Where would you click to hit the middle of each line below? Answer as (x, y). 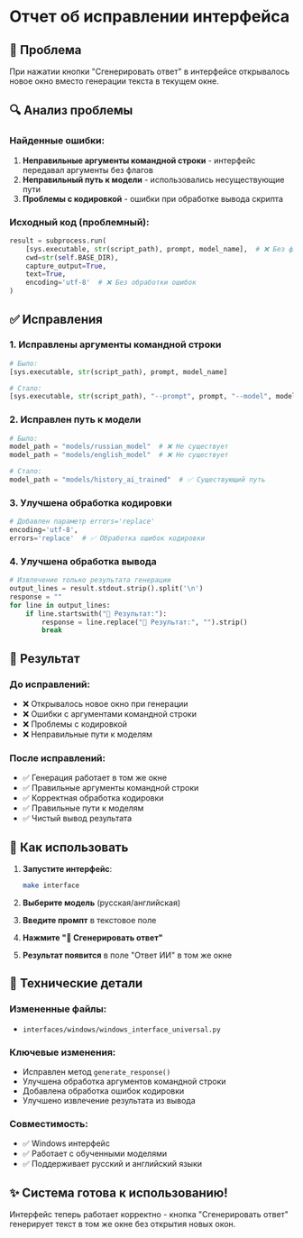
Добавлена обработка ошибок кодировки (103, 1091)
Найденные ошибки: (57, 141)
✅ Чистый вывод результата (77, 819)
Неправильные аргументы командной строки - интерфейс (139, 160)
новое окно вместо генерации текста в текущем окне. (114, 81)
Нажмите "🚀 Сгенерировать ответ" (93, 937)
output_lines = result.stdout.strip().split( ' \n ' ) (106, 589)
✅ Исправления (56, 319)
